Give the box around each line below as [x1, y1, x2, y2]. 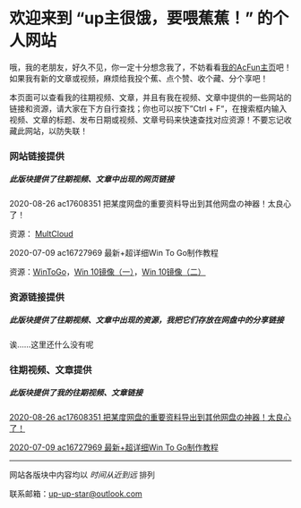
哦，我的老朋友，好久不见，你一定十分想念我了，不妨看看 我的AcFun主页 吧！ [9, 62, 292, 72]
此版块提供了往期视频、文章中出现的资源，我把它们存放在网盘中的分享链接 [9, 315, 284, 326]
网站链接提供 [9, 149, 65, 162]
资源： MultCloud [9, 228, 73, 239]
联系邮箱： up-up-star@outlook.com [9, 488, 143, 499]
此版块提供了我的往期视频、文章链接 [9, 387, 143, 398]
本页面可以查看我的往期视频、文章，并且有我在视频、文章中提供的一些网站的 [9, 91, 292, 103]
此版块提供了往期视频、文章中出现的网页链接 [9, 174, 175, 184]
